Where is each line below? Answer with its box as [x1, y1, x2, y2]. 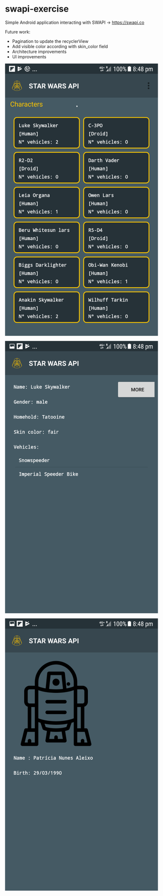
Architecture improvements [12, 49, 67, 54]
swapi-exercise [5, 3, 69, 15]
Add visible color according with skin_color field [12, 43, 108, 49]
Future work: [5, 29, 31, 35]
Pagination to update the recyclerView [12, 38, 89, 44]
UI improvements [12, 53, 47, 59]
